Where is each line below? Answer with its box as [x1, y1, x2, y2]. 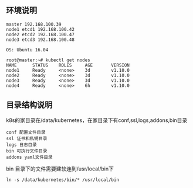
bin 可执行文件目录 [6, 148, 48, 154]
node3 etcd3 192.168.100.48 [6, 37, 75, 43]
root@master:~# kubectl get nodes [6, 57, 91, 63]
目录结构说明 [6, 100, 53, 110]
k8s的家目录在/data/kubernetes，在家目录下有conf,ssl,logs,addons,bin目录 [6, 116, 188, 124]
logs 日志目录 [6, 142, 37, 148]
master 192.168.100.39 [6, 21, 62, 27]
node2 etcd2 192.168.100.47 [6, 32, 75, 37]
